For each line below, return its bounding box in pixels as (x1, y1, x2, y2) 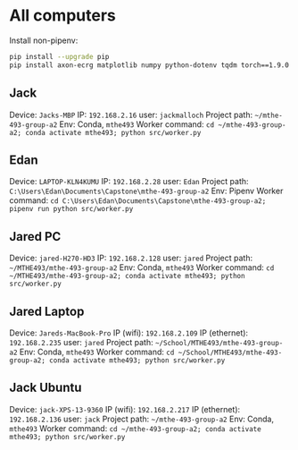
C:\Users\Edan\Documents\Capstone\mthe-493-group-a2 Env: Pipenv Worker (9, 185, 284, 197)
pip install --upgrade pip (9, 52, 110, 61)
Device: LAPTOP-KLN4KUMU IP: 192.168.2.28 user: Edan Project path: (9, 176, 249, 187)
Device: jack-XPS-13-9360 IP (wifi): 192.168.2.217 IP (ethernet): (9, 403, 241, 414)
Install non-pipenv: (9, 35, 79, 46)
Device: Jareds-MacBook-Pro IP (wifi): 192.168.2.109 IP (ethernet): (9, 327, 248, 338)
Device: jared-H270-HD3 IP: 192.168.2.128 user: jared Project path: (9, 252, 252, 264)
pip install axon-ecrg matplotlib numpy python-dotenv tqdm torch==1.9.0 (9, 60, 290, 70)
